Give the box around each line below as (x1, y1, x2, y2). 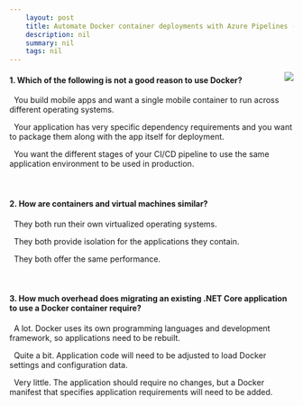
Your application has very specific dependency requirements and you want (13, 122, 293, 133)
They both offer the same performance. (13, 254, 161, 264)
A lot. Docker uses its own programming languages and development (13, 322, 271, 334)
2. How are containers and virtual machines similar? (9, 198, 208, 208)
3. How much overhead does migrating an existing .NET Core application (9, 293, 288, 304)
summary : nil (25, 38, 75, 48)
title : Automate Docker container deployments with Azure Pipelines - (25, 22, 297, 31)
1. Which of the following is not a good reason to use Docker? (9, 74, 243, 86)
